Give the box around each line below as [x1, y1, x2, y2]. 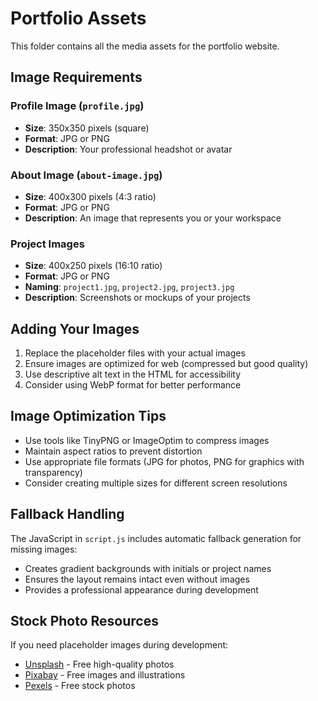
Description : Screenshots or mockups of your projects [24, 292, 251, 304]
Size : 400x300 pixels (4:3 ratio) [24, 190, 157, 202]
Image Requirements [10, 69, 143, 86]
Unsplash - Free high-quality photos [24, 658, 175, 671]
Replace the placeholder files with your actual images [24, 347, 246, 359]
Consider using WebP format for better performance [24, 379, 242, 391]
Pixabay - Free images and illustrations [24, 669, 186, 681]
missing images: [10, 543, 78, 555]
